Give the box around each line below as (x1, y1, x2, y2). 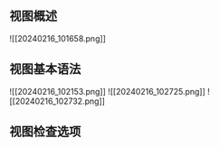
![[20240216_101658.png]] (9, 32, 107, 43)
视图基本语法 (9, 61, 81, 77)
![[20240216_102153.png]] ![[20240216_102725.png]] (9, 86, 206, 96)
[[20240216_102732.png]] (9, 96, 106, 106)
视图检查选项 (9, 124, 81, 140)
